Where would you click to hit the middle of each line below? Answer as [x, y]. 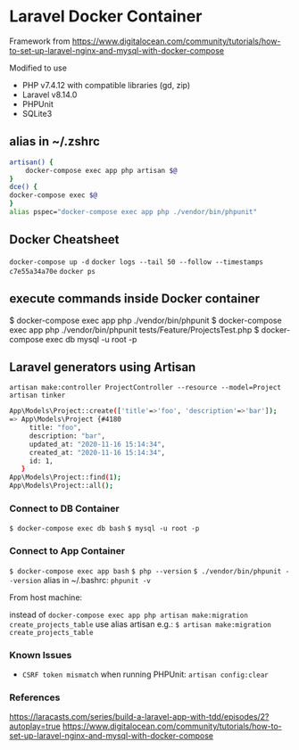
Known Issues [41, 655]
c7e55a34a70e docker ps [53, 271]
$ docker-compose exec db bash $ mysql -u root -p [104, 529]
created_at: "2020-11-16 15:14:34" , [97, 452]
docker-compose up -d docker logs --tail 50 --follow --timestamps [136, 262]
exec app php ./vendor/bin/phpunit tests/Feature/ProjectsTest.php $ [134, 330]
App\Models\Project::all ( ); [62, 486]
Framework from [40, 41]
